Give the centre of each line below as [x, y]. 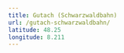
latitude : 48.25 [35, 30]
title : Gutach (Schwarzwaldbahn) [63, 15]
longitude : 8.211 [36, 37]
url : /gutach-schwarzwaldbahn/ [59, 23]
